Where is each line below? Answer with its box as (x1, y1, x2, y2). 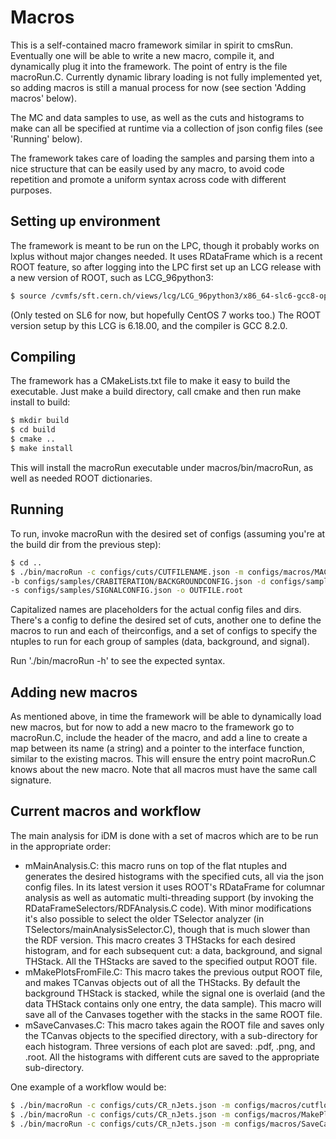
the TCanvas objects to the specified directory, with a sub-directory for (24, 1029, 318, 1041)
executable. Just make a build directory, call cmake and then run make (10, 386, 302, 398)
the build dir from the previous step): (10, 538, 162, 550)
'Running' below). (10, 132, 83, 145)
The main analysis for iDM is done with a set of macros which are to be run (10, 829, 319, 841)
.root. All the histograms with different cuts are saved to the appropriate (24, 1051, 320, 1063)
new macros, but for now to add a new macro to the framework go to (10, 721, 295, 733)
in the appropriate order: (10, 840, 112, 852)
